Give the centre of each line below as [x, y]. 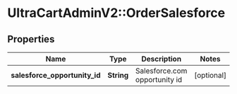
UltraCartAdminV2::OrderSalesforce [116, 13]
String [118, 75]
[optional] [210, 75]
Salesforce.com [161, 71]
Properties [31, 39]
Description [161, 59]
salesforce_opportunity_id [56, 75]
